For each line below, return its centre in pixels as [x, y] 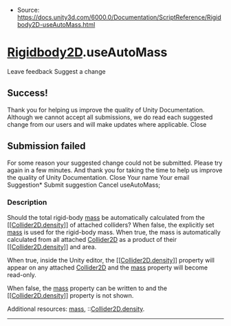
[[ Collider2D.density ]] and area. [52, 247]
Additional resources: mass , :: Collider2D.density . [76, 309]
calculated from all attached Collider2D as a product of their [92, 239]
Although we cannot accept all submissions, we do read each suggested [110, 117]
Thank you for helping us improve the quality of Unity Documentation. [106, 110]
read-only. [22, 274]
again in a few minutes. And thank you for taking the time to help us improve [115, 170]
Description [27, 203]
